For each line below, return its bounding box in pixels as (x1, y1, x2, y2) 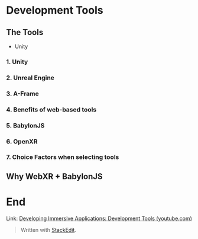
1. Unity (6, 58, 28, 66)
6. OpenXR (6, 137, 38, 145)
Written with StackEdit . (20, 226, 77, 233)
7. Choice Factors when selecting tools (6, 153, 119, 161)
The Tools (6, 27, 44, 37)
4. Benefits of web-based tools (6, 105, 97, 113)
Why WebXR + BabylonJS (6, 171, 103, 181)
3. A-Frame (6, 90, 40, 98)
